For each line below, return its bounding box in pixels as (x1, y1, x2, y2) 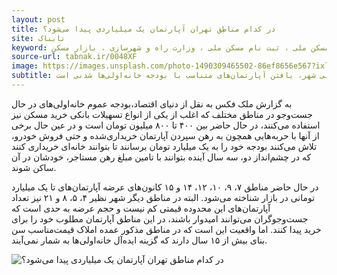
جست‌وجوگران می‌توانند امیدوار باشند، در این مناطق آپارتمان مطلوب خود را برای (11, 212, 309, 225)
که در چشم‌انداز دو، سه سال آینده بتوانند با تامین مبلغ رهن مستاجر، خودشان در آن (11, 151, 312, 163)
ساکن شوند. (11, 161, 57, 173)
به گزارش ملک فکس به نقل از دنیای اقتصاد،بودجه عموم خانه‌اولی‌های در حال (11, 97, 293, 110)
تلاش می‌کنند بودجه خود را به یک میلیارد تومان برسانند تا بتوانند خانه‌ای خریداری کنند (11, 140, 318, 152)
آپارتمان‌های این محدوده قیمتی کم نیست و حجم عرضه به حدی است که (11, 202, 271, 214)
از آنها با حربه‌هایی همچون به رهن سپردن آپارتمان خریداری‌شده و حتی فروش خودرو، (11, 129, 320, 141)
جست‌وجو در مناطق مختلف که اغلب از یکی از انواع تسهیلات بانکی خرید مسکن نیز (11, 108, 313, 120)
